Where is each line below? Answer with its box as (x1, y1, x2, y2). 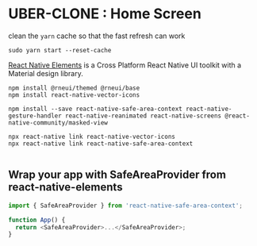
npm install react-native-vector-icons (8, 90, 140, 99)
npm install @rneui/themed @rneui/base (8, 84, 140, 92)
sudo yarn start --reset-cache (8, 46, 112, 54)
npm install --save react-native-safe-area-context (8, 105, 182, 113)
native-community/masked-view (8, 118, 109, 127)
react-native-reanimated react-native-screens (64, 112, 222, 120)
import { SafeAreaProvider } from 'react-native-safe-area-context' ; (8, 202, 244, 209)
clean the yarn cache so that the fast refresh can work (8, 31, 186, 40)
